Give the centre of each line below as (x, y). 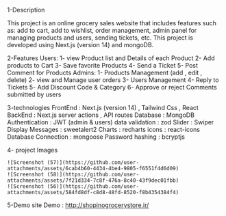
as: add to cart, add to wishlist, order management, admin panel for (102, 30)
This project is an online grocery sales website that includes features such (112, 23)
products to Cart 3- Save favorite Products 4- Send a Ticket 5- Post (103, 65)
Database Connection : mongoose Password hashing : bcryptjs (96, 137)
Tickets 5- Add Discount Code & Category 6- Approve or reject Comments (112, 87)
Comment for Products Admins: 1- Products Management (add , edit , (105, 72)
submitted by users (34, 94)
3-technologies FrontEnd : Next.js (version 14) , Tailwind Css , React (103, 108)
